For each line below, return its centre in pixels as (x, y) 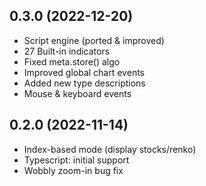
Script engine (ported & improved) (94, 40)
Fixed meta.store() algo (72, 61)
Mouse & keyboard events (77, 93)
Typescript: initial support (76, 160)
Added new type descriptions (84, 83)
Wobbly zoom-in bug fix (73, 170)
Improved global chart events (84, 72)
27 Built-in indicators (67, 51)
